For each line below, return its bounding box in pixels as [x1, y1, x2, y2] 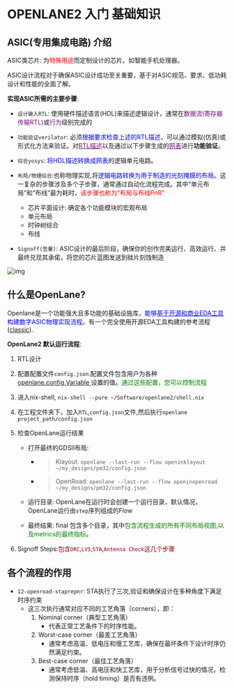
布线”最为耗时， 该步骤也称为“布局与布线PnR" [35, 189, 165, 197]
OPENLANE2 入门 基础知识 [7, 6, 162, 22]
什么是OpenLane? [7, 289, 86, 301]
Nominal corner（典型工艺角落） [38, 613, 132, 621]
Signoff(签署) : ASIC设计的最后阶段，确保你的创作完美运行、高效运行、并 [17, 245, 226, 252]
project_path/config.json [17, 416, 93, 423]
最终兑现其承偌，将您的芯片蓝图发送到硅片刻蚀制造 [17, 253, 164, 262]
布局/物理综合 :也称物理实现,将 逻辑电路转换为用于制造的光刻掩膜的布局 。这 [17, 172, 226, 179]
